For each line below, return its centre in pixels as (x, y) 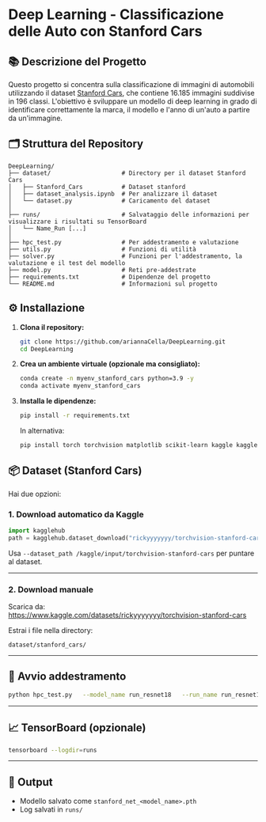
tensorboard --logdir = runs (53, 750)
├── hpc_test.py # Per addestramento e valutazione (123, 242)
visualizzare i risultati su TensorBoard (78, 222)
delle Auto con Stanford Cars (105, 31)
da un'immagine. (36, 118)
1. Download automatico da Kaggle (76, 514)
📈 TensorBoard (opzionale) (77, 728)
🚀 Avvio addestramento (67, 677)
